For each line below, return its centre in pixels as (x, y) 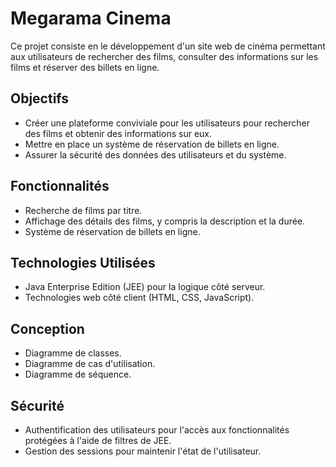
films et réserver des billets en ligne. (85, 67)
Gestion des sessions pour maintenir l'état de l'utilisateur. (143, 451)
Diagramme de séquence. (78, 374)
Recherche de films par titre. (83, 210)
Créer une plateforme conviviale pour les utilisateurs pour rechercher (167, 123)
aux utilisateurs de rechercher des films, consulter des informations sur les (164, 56)
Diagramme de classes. (73, 353)
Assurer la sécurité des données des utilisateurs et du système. (155, 154)
